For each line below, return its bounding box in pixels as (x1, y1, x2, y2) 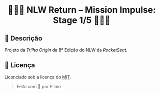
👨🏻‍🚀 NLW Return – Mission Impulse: (7, 4, 156, 16)
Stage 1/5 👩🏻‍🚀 (52, 15, 111, 26)
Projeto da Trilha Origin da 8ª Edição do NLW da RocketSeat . (4, 47, 128, 53)
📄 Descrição (4, 34, 43, 42)
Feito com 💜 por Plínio (16, 83, 61, 89)
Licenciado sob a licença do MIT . (4, 74, 71, 80)
